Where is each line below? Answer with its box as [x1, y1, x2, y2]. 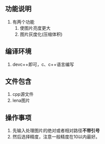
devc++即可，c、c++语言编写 [12, 61, 74, 67]
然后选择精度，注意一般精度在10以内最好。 [12, 134, 101, 140]
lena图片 [12, 97, 30, 103]
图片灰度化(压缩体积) [19, 31, 63, 37]
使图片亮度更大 [19, 25, 51, 31]
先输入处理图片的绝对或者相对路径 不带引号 [12, 128, 100, 134]
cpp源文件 [12, 91, 34, 97]
